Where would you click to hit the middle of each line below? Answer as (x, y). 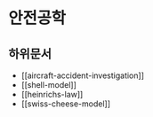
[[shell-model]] (49, 85)
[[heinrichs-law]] (52, 94)
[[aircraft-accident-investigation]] (82, 75)
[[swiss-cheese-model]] (66, 104)
